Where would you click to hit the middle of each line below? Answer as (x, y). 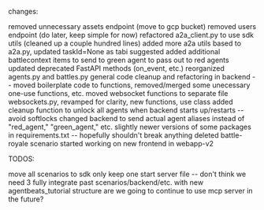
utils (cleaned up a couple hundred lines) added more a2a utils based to (125, 43)
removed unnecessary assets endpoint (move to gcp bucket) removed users (132, 26)
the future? (26, 199)
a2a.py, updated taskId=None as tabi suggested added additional (114, 52)
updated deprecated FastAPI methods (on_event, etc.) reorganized (116, 68)
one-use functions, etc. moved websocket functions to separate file (118, 93)
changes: (23, 11)
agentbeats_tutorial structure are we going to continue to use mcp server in (131, 191)
